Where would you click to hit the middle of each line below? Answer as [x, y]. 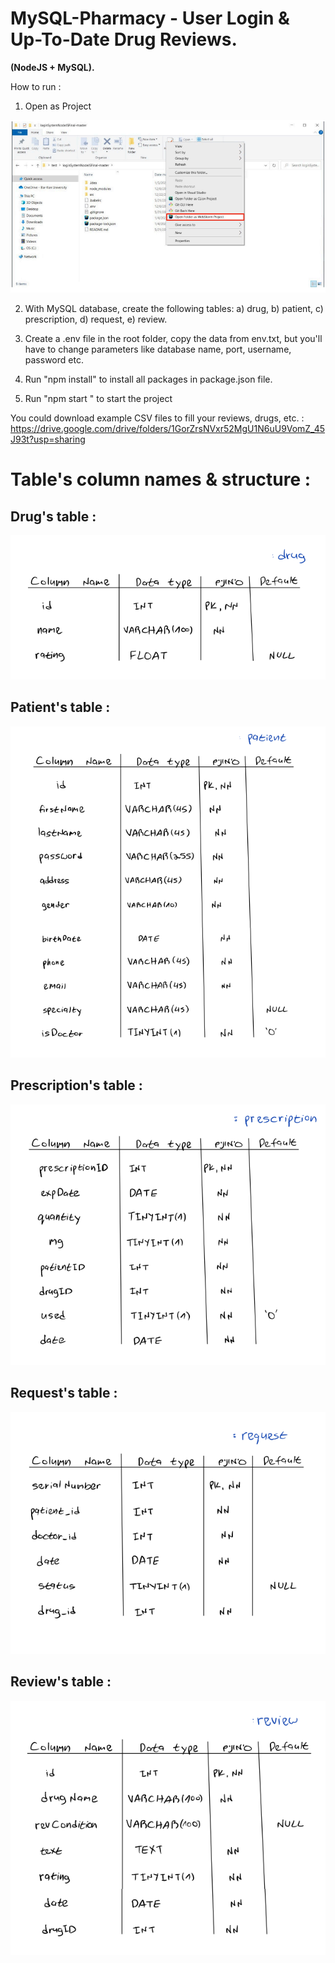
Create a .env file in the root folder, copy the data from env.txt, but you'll [173, 338]
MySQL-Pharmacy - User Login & [150, 18]
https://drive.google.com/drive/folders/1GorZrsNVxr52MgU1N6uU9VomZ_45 [168, 428]
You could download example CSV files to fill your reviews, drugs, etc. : [157, 418]
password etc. [54, 359]
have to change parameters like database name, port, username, [158, 349]
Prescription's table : [76, 1085]
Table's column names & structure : [161, 479]
